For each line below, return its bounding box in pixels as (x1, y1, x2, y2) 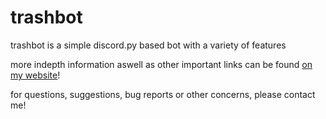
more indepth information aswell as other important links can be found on (10, 58, 313, 70)
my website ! (10, 69, 61, 81)
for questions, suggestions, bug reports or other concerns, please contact (10, 88, 316, 100)
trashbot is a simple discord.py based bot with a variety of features (10, 39, 287, 51)
